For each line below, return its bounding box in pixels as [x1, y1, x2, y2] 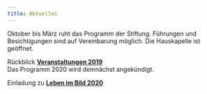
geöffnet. [7, 44, 34, 52]
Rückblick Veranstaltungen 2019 [7, 57, 103, 66]
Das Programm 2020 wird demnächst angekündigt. [7, 65, 155, 73]
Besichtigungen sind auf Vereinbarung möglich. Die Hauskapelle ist [7, 36, 201, 45]
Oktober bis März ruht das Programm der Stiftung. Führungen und [7, 29, 197, 38]
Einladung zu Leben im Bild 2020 [7, 78, 103, 87]
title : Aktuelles [7, 10, 58, 17]
